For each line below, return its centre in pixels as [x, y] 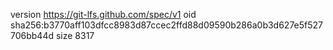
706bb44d [32, 35]
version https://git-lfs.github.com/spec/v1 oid [103, 14]
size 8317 [75, 35]
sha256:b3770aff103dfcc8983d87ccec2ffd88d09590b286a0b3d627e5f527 [167, 25]
